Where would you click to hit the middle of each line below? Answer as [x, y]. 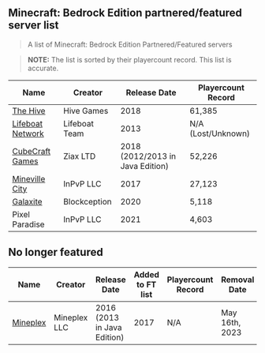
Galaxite [27, 201]
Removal [237, 280]
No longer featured [56, 252]
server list [34, 26]
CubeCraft [32, 151]
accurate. [43, 68]
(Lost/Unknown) [220, 133]
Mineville [29, 178]
